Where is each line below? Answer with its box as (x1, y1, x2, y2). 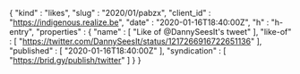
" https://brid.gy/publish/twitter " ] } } (9, 55, 141, 65)
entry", (9, 27, 34, 37)
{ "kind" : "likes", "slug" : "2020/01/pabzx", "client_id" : (9, 8, 211, 18)
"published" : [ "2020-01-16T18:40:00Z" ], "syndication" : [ (9, 45, 227, 56)
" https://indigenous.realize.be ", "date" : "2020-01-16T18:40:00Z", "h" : (9, 17, 270, 28)
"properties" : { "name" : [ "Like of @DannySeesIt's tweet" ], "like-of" (35, 27, 292, 37)
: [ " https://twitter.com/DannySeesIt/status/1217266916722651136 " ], (9, 36, 262, 46)
